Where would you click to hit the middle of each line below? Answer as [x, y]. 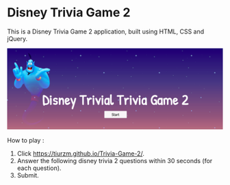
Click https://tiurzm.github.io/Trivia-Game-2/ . [81, 153]
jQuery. [17, 38]
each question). [39, 168]
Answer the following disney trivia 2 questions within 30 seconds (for [115, 160]
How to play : [26, 140]
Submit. [28, 175]
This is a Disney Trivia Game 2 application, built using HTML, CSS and [106, 31]
